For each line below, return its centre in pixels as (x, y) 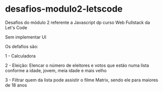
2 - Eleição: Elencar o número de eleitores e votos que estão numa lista (77, 65)
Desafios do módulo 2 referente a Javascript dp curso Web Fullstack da (78, 22)
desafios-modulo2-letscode (64, 9)
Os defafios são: (22, 46)
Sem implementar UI (26, 37)
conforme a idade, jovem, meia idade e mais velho (56, 70)
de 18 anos (16, 85)
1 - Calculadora (20, 56)
